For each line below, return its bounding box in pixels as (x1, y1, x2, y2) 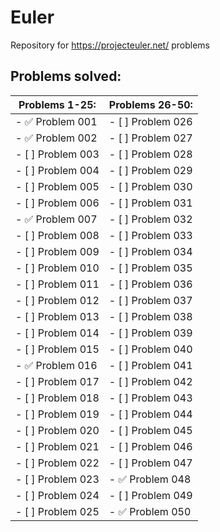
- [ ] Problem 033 (108, 228, 193, 242)
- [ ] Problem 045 (108, 423, 193, 437)
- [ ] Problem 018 (15, 391, 100, 405)
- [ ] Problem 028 (108, 147, 193, 161)
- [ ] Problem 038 (108, 309, 193, 323)
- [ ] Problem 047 (108, 456, 193, 470)
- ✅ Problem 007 (15, 212, 98, 226)
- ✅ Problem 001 (15, 114, 98, 128)
